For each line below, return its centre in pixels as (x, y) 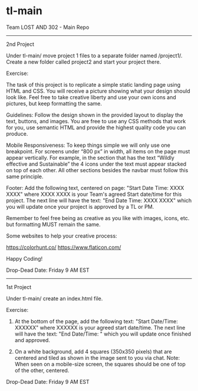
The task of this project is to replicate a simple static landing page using (93, 84)
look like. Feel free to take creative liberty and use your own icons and (91, 97)
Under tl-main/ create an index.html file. (55, 298)
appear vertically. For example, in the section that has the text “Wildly (90, 157)
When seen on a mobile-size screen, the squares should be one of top (100, 364)
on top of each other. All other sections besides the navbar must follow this (97, 170)
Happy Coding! (24, 258)
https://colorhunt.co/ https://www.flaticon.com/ (64, 247)
